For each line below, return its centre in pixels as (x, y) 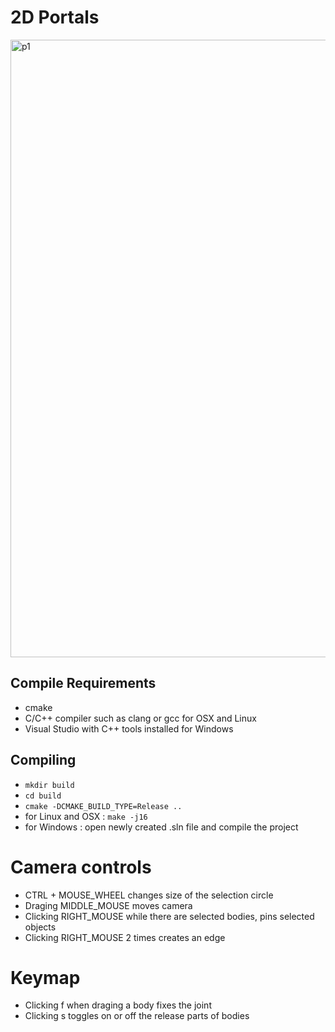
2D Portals (55, 17)
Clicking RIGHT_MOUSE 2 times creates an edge (125, 937)
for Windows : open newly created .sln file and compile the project (161, 827)
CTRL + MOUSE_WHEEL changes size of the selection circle (149, 895)
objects (40, 927)
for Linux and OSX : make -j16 (86, 816)
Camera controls (81, 867)
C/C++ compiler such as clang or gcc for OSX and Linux (140, 718)
